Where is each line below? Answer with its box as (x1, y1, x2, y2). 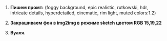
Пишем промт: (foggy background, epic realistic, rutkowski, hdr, (10, 5, 149, 10)
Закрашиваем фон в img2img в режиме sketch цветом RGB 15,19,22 (10, 20, 162, 26)
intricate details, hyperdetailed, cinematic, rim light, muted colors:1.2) (10, 10, 156, 16)
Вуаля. (10, 30, 26, 35)
